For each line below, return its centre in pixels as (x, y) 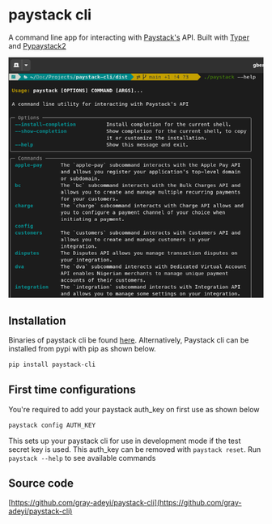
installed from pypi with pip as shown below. (82, 348)
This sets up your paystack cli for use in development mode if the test (125, 441)
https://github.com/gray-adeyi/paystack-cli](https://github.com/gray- (126, 503)
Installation (37, 320)
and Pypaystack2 (37, 45)
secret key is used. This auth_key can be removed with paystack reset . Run (135, 449)
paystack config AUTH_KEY (52, 425)
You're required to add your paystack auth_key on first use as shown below (134, 409)
